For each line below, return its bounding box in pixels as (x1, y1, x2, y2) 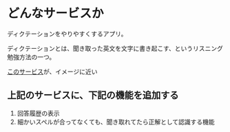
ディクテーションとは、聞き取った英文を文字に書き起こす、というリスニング (7, 44, 224, 52)
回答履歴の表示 (17, 109, 60, 117)
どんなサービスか (7, 5, 105, 21)
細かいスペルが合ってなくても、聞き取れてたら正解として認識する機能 (17, 118, 215, 126)
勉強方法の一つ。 (7, 52, 56, 61)
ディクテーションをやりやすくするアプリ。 (7, 30, 127, 38)
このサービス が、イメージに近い (7, 67, 98, 76)
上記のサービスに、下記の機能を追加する (7, 89, 179, 101)
